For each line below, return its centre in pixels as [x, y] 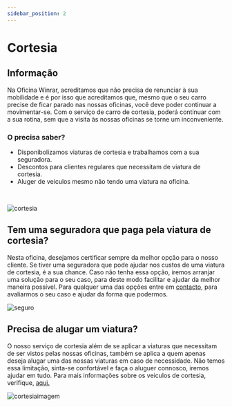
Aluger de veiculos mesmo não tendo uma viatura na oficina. [103, 181]
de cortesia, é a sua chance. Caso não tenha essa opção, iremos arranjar [111, 272]
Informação [33, 73]
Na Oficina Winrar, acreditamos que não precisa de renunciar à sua [103, 90]
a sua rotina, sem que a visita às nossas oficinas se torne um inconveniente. [115, 119]
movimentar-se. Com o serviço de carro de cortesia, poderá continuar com [114, 112]
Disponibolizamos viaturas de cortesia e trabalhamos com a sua [108, 152]
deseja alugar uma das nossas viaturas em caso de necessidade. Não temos [116, 361]
